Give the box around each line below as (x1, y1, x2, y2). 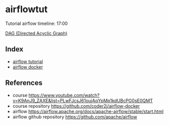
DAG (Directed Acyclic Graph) (5, 30, 67, 36)
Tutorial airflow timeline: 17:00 (5, 20, 68, 26)
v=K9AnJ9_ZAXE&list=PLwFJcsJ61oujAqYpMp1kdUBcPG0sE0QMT (12, 98, 153, 104)
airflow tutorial (12, 58, 43, 65)
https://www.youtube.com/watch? (28, 92, 100, 98)
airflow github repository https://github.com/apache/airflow (12, 113, 138, 120)
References (5, 79, 43, 87)
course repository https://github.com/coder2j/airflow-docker (12, 103, 140, 109)
